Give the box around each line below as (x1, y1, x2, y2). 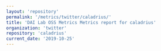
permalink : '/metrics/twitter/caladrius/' (6, 14, 112, 20)
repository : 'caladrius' (6, 30, 67, 36)
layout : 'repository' (6, 8, 59, 15)
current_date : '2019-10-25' (6, 36, 75, 42)
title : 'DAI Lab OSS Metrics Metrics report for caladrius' (6, 19, 157, 25)
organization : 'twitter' (6, 25, 67, 31)
